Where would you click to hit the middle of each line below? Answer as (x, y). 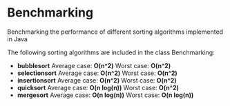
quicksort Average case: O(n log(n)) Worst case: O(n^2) (98, 87)
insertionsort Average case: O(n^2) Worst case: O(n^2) (97, 80)
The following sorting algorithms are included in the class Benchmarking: (111, 52)
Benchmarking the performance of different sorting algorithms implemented (115, 32)
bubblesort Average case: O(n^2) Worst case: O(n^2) (94, 65)
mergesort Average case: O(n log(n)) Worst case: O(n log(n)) (105, 95)
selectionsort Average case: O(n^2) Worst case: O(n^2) (97, 73)
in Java (17, 39)
